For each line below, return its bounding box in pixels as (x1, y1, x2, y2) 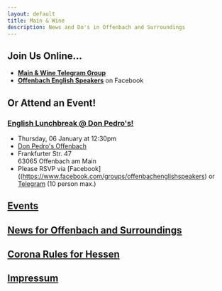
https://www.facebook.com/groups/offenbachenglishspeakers (22, 172, 205, 180)
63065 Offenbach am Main (17, 157, 97, 165)
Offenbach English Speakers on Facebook (17, 76, 144, 85)
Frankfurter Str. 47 (17, 149, 72, 158)
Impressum (7, 273, 59, 285)
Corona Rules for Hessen (7, 248, 120, 260)
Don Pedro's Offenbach (17, 141, 87, 150)
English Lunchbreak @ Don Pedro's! (7, 118, 134, 128)
